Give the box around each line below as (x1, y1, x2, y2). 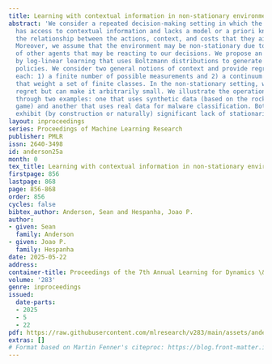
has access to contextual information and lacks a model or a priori (15, 27, 255, 35)
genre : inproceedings (8, 283, 82, 292)
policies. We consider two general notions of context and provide (15, 65, 249, 73)
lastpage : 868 (8, 178, 57, 186)
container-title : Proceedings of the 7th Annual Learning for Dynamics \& (8, 268, 266, 276)
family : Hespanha (15, 246, 74, 254)
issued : (8, 291, 35, 299)
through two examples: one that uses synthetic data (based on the (15, 95, 249, 103)
